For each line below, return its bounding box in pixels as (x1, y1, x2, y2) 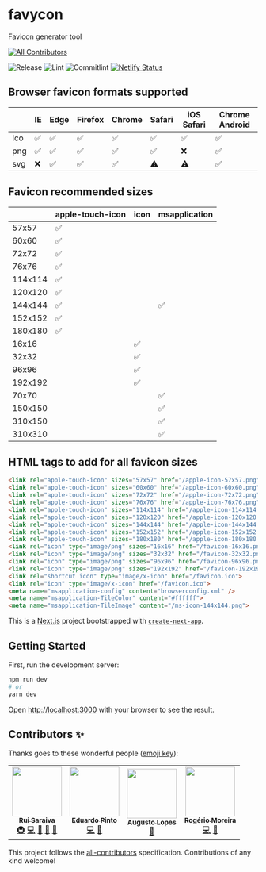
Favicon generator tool (8, 32, 82, 41)
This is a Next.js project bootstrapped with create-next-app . (8, 617, 204, 626)
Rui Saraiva (18, 816, 55, 825)
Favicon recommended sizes (8, 185, 154, 199)
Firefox (76, 113, 104, 125)
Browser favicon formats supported (8, 86, 188, 99)
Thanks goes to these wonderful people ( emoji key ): (8, 748, 179, 759)
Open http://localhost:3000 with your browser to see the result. (8, 705, 215, 714)
